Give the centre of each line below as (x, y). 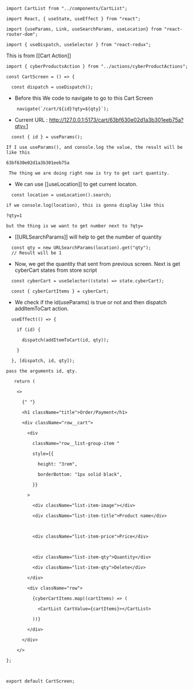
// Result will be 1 (36, 253)
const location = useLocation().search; (61, 195)
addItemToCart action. (41, 308)
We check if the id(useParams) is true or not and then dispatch (91, 302)
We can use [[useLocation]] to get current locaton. (76, 184)
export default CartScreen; (41, 681)
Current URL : (31, 120)
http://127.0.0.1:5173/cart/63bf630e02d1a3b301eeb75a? (117, 120)
